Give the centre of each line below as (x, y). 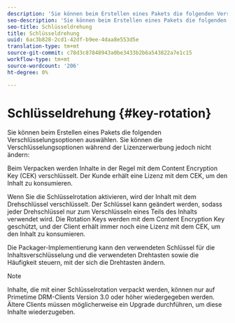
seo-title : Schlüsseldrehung (50, 27)
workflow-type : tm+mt (39, 60)
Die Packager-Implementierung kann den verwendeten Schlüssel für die (111, 248)
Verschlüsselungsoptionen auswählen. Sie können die (85, 140)
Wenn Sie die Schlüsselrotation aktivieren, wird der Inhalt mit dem (102, 197)
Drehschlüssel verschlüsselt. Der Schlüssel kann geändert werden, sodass (115, 205)
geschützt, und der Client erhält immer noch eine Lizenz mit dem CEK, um (114, 227)
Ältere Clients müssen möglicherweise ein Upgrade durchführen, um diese (115, 305)
